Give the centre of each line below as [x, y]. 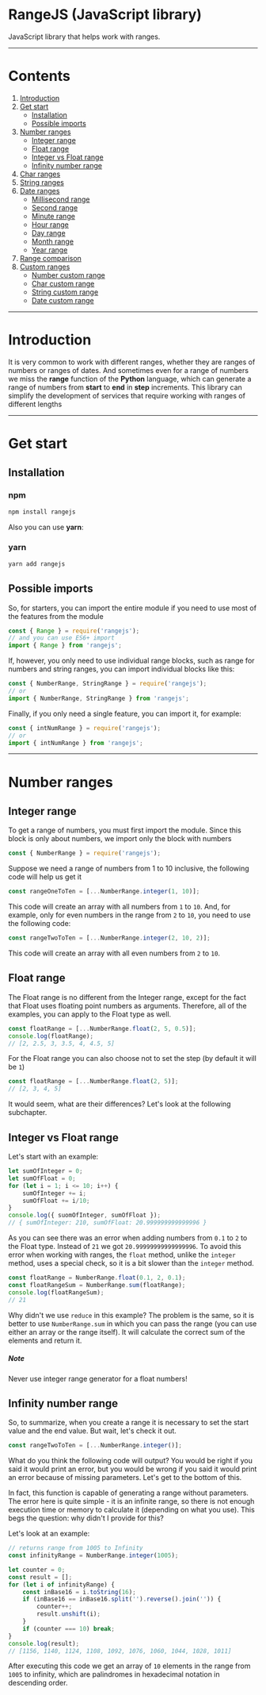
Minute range [53, 216]
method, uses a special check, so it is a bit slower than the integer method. [131, 1263]
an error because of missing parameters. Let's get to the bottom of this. [125, 1478]
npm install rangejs [42, 512]
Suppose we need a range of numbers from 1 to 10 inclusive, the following [129, 869]
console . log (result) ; [44, 1643]
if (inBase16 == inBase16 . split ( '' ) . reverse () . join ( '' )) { [122, 1599]
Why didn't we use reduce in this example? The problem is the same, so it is [131, 1315]
